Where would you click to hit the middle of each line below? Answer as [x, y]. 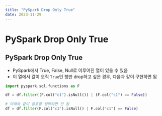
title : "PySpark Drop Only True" [40, 10]
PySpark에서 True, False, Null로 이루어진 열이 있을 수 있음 [70, 70]
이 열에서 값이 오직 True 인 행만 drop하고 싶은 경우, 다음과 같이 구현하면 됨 [85, 76]
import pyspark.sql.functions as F [43, 86]
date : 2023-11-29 [23, 14]
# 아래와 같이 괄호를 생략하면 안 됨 [37, 104]
